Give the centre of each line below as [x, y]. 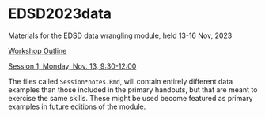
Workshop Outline [38, 50]
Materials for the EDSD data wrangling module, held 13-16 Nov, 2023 [120, 35]
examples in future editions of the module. [77, 106]
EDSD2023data [60, 14]
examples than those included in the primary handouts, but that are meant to [133, 89]
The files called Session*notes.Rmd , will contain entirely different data [121, 81]
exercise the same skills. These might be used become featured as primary [131, 98]
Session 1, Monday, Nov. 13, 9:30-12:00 [72, 66]
